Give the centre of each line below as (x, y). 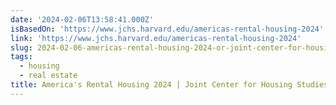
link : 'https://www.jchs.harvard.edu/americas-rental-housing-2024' (156, 38)
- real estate (48, 76)
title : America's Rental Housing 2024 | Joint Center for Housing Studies (169, 85)
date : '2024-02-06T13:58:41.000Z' (82, 19)
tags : (21, 57)
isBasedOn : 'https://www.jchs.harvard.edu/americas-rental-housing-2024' (167, 29)
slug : (21, 47)
